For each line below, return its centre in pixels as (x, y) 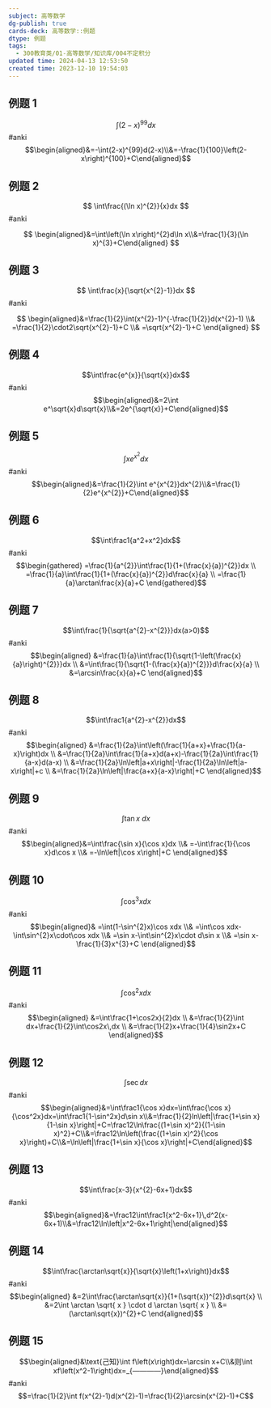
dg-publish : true (38, 23)
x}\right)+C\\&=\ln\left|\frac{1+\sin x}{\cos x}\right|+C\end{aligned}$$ (136, 1143)
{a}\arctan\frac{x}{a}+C (105, 583)
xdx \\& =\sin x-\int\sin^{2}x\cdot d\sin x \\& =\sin (169, 935)
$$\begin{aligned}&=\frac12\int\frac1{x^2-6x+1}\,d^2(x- (136, 1215)
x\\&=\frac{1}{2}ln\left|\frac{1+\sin (195, 1117)
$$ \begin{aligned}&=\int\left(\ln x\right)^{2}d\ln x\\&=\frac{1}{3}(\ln (136, 235)
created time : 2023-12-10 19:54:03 (68, 69)
